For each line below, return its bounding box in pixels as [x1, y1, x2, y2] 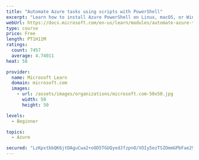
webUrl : [6, 20, 25, 25]
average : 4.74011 [11, 53, 54, 59]
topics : [6, 129, 25, 135]
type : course [6, 25, 38, 31]
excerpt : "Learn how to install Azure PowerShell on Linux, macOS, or [6, 14, 184, 20]
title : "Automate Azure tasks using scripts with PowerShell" [6, 8, 163, 15]
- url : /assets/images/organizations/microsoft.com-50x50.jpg [17, 91, 174, 97]
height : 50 [21, 102, 49, 108]
